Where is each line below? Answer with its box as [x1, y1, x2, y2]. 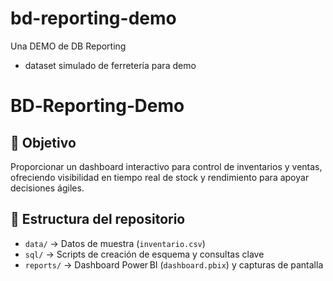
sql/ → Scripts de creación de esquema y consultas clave [24, 248, 265, 260]
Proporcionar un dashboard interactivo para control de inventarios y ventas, [10, 160, 323, 172]
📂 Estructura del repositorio [10, 211, 186, 228]
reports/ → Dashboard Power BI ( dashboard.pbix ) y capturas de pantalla [24, 258, 324, 271]
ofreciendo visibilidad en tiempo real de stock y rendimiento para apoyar [10, 171, 310, 183]
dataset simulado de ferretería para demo [24, 59, 197, 71]
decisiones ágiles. [10, 182, 85, 194]
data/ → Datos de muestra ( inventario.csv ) [24, 237, 206, 249]
